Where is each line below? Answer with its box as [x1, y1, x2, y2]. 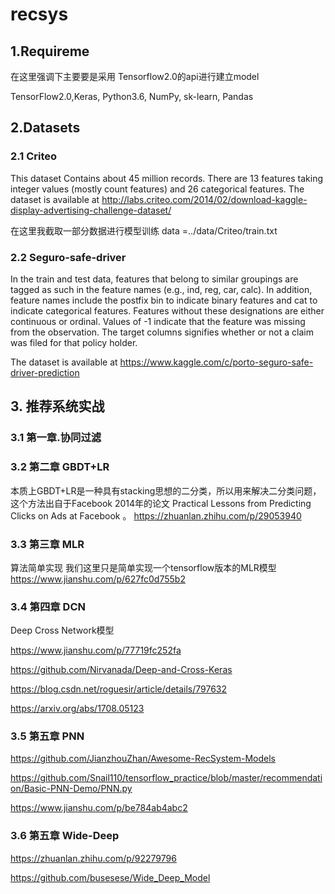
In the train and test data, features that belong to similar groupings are [10, 273, 299, 285]
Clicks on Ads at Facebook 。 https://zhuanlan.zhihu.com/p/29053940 [10, 509, 302, 522]
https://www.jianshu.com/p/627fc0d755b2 [10, 573, 186, 585]
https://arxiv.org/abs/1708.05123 [10, 703, 145, 715]
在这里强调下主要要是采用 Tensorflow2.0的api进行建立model [10, 71, 260, 82]
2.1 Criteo [10, 149, 58, 163]
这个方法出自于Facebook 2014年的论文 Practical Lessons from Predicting [10, 497, 312, 509]
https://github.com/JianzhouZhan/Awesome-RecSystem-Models [10, 753, 276, 765]
